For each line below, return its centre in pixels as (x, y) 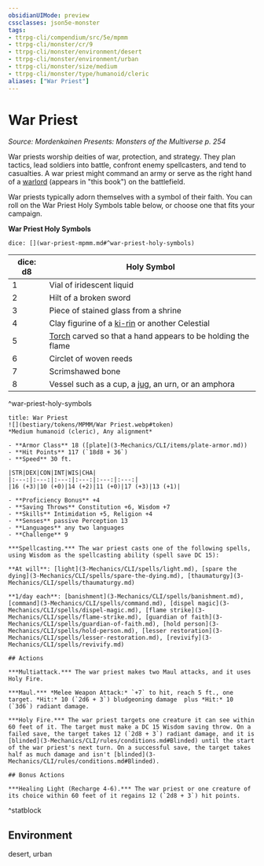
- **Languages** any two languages (66, 528)
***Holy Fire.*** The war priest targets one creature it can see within (132, 720)
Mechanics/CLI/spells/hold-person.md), (73, 631)
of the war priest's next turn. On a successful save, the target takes (130, 748)
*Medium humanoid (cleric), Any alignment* (81, 432)
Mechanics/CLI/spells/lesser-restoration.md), (86, 638)
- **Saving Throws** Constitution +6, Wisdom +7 (89, 507)
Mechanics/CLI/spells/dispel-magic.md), (75, 610)
